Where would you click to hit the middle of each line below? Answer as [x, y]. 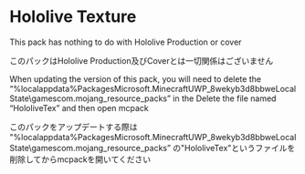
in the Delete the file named [225, 98]
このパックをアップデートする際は [74, 127]
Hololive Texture [73, 17]
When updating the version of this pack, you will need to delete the [136, 78]
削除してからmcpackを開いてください [80, 159]
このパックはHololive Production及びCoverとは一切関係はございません [142, 60]
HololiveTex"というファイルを [240, 148]
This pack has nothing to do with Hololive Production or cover [126, 42]
